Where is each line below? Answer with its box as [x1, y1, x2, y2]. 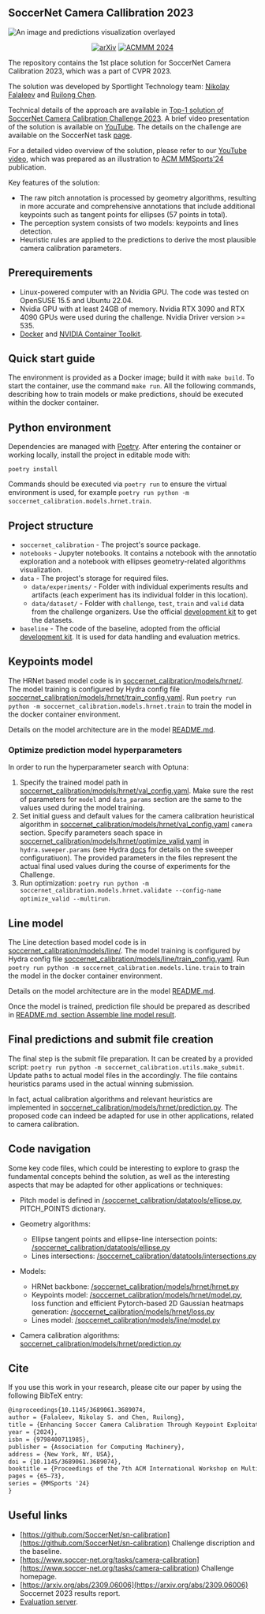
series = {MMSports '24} [8, 1480, 90, 1488]
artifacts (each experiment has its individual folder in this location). [31, 590, 248, 600]
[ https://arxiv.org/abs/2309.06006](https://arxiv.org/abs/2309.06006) [19, 1580, 248, 1590]
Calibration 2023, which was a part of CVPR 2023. [8, 66, 172, 76]
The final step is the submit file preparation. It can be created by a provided [8, 1054, 254, 1063]
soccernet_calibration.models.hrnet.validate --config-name [19, 887, 222, 895]
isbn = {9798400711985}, [8, 1436, 90, 1444]
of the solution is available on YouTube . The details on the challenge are [8, 122, 242, 131]
